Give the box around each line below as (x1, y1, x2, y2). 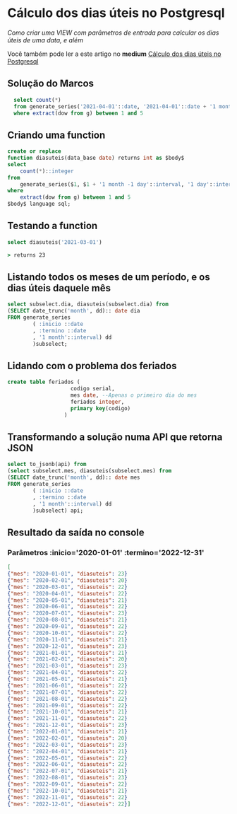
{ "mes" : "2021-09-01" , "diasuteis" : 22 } (7, 702, 128, 709)
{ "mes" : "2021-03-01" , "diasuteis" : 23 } (7, 663, 128, 670)
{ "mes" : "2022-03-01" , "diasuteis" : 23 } (7, 741, 128, 748)
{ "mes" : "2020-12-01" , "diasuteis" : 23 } (7, 642, 128, 650)
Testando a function (7, 220, 98, 232)
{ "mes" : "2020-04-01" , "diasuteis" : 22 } (7, 590, 128, 597)
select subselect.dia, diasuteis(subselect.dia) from (7, 301, 169, 308)
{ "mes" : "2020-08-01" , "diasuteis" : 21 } (7, 617, 128, 624)
